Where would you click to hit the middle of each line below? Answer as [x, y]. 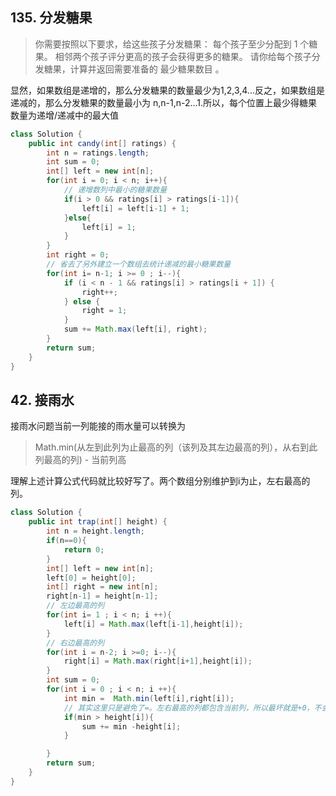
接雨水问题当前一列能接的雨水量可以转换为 [98, 426]
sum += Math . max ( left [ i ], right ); [135, 329]
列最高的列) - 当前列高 [80, 460]
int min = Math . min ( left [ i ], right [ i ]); [149, 698]
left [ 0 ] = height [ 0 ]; [91, 578]
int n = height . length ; [95, 531]
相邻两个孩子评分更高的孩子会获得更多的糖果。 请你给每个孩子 [183, 56]
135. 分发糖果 [51, 18]
